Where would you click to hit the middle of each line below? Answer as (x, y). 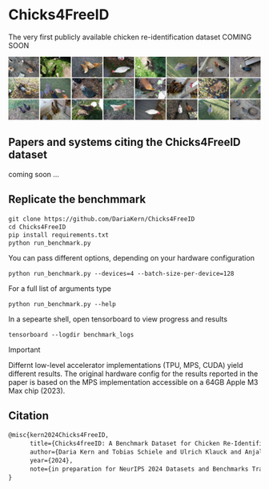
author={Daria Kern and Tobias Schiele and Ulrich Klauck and (135, 452)
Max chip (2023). (37, 390)
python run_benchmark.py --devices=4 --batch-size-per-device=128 (121, 273)
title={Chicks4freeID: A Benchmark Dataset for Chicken (124, 444)
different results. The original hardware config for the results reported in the (133, 374)
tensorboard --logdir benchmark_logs (71, 334)
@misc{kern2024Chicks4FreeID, (59, 435)
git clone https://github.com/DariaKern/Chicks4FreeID (102, 219)
